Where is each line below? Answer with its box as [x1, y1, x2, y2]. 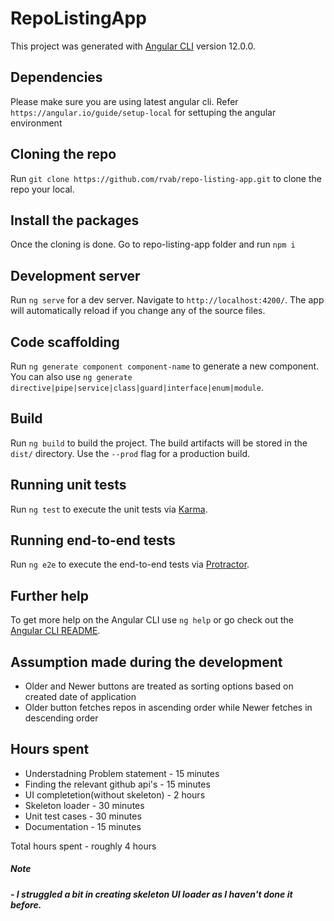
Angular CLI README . [10, 625, 101, 637]
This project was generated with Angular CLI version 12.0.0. [10, 40, 256, 52]
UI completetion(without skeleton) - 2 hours [24, 788, 206, 801]
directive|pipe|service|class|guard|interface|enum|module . [10, 382, 264, 393]
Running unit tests [10, 477, 127, 494]
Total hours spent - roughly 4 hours [10, 840, 157, 852]
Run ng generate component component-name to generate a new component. [10, 360, 320, 372]
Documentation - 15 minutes [24, 820, 142, 832]
